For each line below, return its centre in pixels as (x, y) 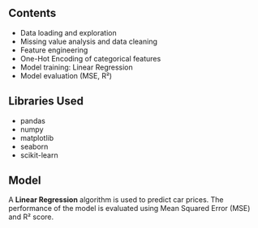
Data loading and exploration (69, 32)
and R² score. (31, 217)
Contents (32, 13)
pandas (33, 120)
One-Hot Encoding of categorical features (90, 58)
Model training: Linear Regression (77, 67)
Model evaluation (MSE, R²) (66, 75)
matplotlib (37, 137)
